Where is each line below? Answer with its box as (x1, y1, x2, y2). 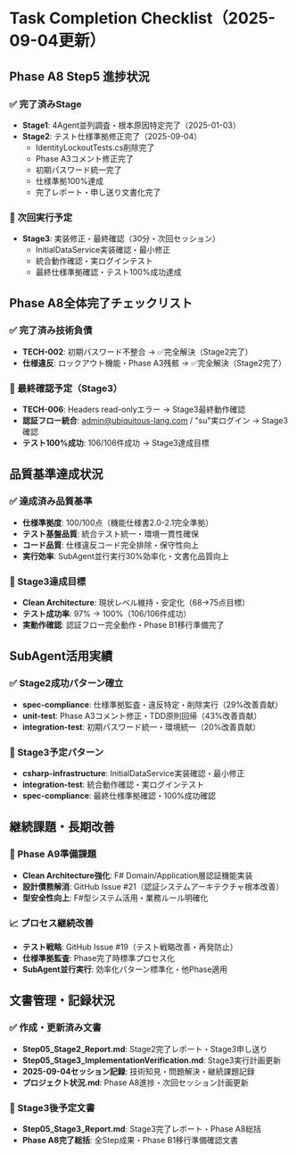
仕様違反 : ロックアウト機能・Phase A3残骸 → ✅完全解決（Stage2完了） (21, 357, 287, 368)
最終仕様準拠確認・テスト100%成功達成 (35, 267, 182, 278)
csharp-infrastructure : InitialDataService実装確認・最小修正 (21, 768, 245, 779)
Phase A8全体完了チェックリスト (9, 296, 194, 311)
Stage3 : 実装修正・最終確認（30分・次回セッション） (21, 233, 220, 244)
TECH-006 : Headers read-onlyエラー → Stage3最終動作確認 (21, 404, 246, 415)
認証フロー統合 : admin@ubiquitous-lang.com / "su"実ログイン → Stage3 (21, 415, 288, 426)
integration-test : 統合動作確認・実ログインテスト (21, 779, 205, 790)
